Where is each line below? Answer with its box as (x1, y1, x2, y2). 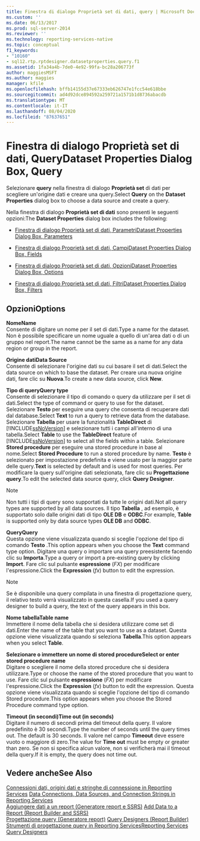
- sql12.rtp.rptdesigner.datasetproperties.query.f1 (6, 58, 140, 64)
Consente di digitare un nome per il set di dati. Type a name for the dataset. (6, 326, 190, 333)
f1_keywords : (6, 48, 39, 54)
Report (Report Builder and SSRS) (6, 809, 89, 816)
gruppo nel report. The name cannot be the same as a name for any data (6, 339, 183, 345)
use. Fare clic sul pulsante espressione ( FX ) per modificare (6, 676, 152, 683)
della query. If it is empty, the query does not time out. (6, 751, 138, 758)
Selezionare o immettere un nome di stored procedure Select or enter (6, 651, 180, 658)
